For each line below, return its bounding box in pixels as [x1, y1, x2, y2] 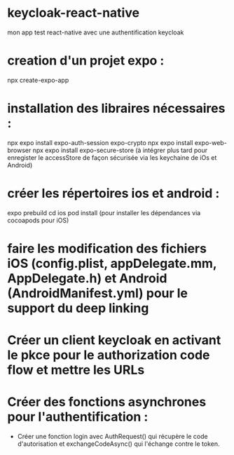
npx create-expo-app [7, 76, 69, 84]
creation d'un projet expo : [7, 53, 165, 69]
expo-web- [194, 138, 228, 147]
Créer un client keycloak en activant [7, 332, 221, 348]
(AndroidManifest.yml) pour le [7, 285, 188, 301]
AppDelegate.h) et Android [7, 270, 167, 286]
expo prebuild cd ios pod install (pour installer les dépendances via [7, 208, 201, 217]
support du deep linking [7, 300, 149, 316]
